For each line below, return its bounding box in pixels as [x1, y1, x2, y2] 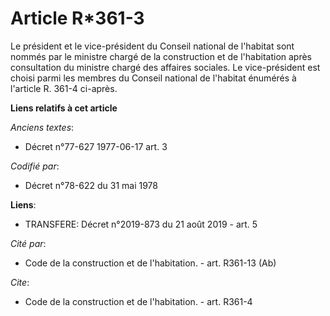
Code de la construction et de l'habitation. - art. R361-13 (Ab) [24, 257, 277, 269]
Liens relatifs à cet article [10, 102, 118, 114]
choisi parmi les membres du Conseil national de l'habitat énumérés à [10, 72, 297, 84]
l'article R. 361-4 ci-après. [10, 82, 118, 94]
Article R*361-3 [10, 7, 145, 30]
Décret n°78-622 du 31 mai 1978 [24, 179, 158, 191]
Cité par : [10, 237, 47, 249]
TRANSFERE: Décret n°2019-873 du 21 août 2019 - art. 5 [24, 218, 258, 230]
